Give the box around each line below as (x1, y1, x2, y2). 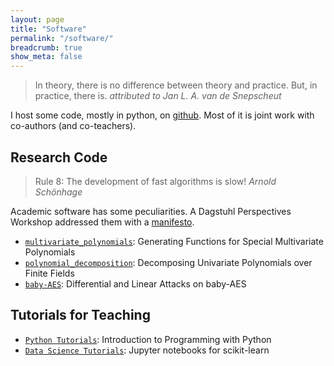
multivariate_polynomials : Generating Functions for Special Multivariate (24, 235, 324, 247)
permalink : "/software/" (10, 33, 114, 43)
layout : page (10, 14, 65, 25)
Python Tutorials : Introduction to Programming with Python (24, 333, 272, 345)
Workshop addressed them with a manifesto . (10, 216, 195, 228)
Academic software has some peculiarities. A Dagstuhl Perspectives (10, 205, 292, 217)
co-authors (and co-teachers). (10, 120, 137, 132)
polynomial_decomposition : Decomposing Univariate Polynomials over (24, 256, 313, 268)
